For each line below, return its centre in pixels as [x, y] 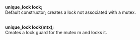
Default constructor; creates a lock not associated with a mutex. [70, 12]
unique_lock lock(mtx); [30, 27]
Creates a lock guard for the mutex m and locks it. [56, 32]
